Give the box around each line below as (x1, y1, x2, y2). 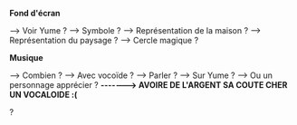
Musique (9, 53, 43, 62)
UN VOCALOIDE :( (9, 90, 78, 100)
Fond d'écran (9, 8, 61, 18)
